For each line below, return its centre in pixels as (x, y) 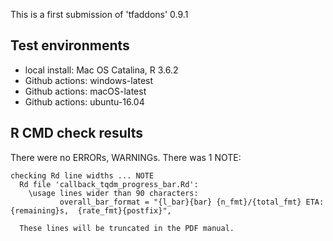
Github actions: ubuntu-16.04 (84, 101)
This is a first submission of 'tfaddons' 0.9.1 (99, 14)
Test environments (70, 45)
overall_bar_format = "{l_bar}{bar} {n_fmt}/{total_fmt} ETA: (192, 202)
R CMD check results (77, 133)
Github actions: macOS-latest (85, 91)
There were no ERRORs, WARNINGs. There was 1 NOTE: (126, 157)
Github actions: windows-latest (89, 80)
